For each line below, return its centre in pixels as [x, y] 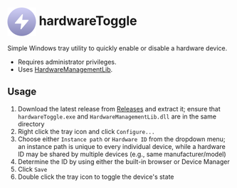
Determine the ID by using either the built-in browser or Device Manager [123, 161]
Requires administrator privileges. [67, 62]
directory [31, 123]
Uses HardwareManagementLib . [65, 69]
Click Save [32, 169]
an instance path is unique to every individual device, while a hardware [121, 146]
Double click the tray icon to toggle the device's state [96, 177]
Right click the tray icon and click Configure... [86, 131]
